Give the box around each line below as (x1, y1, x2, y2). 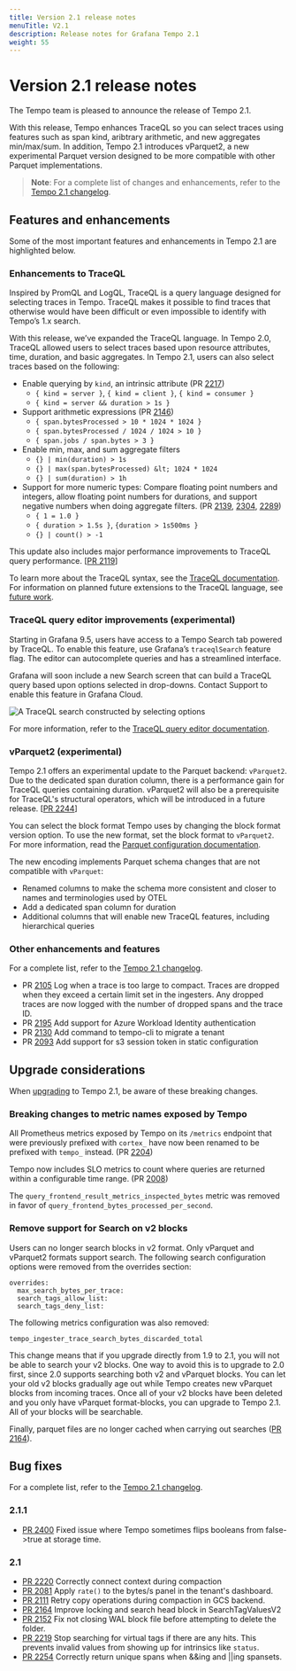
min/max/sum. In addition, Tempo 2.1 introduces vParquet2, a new (9, 141, 250, 152)
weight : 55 (9, 37, 49, 47)
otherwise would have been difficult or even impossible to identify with (9, 307, 267, 317)
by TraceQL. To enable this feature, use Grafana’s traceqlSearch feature (9, 644, 271, 654)
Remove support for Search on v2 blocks (9, 1222, 188, 1235)
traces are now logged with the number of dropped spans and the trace (21, 999, 284, 1010)
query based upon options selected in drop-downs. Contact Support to (9, 679, 268, 690)
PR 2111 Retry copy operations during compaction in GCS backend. (21, 1595, 266, 1605)
